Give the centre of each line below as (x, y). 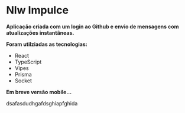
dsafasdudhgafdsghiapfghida (42, 103)
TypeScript (28, 62)
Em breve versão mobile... (39, 92)
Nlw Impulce (38, 10)
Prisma (23, 74)
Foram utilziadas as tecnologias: (47, 44)
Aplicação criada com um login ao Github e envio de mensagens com (92, 26)
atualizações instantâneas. (40, 32)
